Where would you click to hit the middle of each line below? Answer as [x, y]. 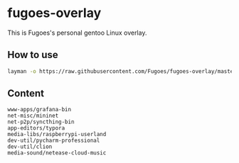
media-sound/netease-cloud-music [57, 153]
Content [26, 94]
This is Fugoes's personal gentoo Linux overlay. [77, 33]
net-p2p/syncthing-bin [41, 122]
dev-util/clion [30, 147]
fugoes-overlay [54, 13]
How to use [33, 55]
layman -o [22, 71]
